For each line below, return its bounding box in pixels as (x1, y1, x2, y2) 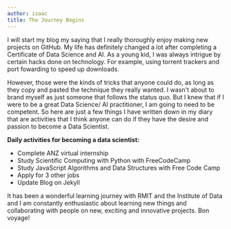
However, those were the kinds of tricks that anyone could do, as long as (7, 78, 214, 86)
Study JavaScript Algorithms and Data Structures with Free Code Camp (17, 163, 221, 172)
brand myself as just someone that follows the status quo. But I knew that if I (7, 92, 225, 101)
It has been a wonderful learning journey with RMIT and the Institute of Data (7, 191, 223, 200)
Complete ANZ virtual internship (17, 149, 109, 157)
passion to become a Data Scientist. (7, 122, 110, 130)
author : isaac (7, 10, 48, 17)
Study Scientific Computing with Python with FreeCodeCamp (17, 156, 191, 164)
